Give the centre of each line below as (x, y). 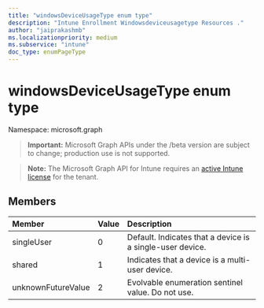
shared (25, 265)
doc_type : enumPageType (47, 52)
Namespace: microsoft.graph (55, 129)
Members (32, 202)
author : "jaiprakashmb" (47, 30)
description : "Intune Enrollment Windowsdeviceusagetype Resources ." (126, 23)
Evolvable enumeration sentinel (185, 282)
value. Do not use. (160, 292)
